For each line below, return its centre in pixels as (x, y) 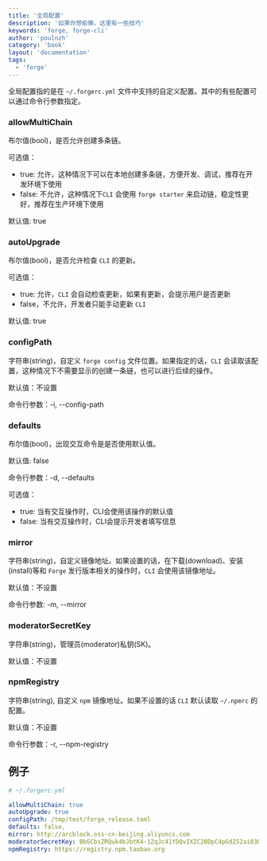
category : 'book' (37, 45)
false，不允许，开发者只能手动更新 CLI (83, 304)
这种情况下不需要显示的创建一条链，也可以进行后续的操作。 (119, 370)
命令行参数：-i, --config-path (56, 404)
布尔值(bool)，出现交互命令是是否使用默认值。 (84, 443)
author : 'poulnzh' (39, 38)
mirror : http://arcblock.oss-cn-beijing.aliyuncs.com (99, 835)
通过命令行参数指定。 (50, 101)
